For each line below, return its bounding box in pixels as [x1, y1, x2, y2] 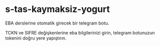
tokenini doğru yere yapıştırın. [5, 35, 66, 41]
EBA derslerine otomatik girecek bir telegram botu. [5, 20, 109, 26]
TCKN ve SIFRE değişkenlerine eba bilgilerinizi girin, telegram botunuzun [5, 29, 155, 35]
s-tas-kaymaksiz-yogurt [5, 3, 110, 15]
